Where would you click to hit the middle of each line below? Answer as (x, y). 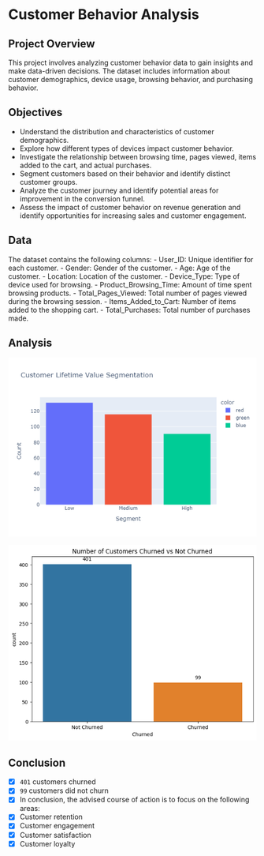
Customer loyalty (47, 843)
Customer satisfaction (56, 835)
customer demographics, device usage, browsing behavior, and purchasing (131, 79)
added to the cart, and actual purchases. (86, 165)
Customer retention (51, 817)
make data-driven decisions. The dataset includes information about (119, 71)
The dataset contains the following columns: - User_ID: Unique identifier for (131, 259)
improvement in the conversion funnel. (82, 198)
